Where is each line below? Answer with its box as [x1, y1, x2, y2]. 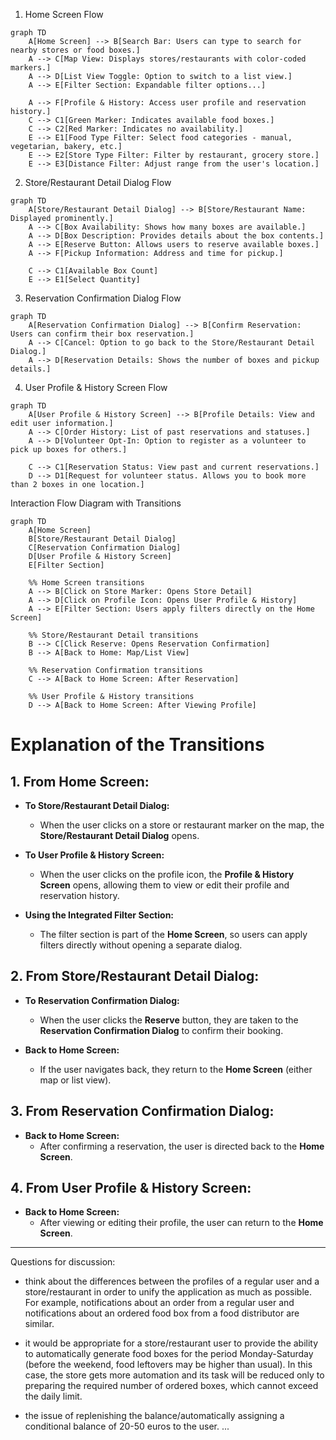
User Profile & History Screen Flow [24, 382, 168, 393]
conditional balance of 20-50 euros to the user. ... [24, 1420, 230, 1433]
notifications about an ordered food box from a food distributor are [24, 1307, 300, 1319]
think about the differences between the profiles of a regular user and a [24, 1275, 320, 1288]
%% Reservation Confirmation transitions [28, 665, 203, 675]
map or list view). [39, 1074, 112, 1086]
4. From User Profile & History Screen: [10, 1180, 252, 1197]
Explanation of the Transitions [10, 734, 265, 756]
